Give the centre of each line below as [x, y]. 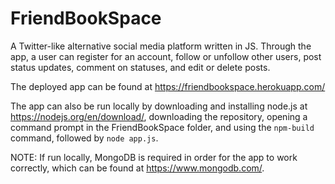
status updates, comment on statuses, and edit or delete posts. [140, 67]
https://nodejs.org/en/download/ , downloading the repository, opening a [159, 116]
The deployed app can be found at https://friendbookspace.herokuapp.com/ [168, 86]
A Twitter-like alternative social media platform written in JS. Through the [161, 46]
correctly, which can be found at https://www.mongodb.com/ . [137, 168]
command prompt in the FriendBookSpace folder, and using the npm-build [162, 127]
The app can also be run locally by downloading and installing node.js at [159, 106]
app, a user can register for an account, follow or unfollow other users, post [166, 56]
